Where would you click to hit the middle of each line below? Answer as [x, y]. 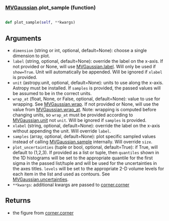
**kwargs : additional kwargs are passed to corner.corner [71, 185]
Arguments [23, 38]
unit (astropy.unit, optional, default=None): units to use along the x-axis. [88, 82]
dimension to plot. [31, 56]
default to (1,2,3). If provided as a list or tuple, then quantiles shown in [86, 152]
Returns [18, 201]
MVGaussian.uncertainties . [41, 179]
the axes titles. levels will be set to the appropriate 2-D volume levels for [88, 168]
